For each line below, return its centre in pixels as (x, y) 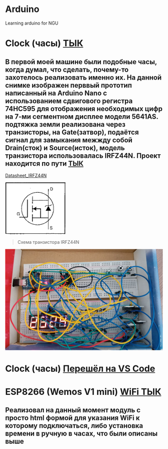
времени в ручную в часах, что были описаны (81, 434)
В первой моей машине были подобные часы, (81, 62)
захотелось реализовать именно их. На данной (83, 77)
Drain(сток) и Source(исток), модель (65, 148)
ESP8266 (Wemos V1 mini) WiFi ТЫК (83, 392)
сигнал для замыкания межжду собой (69, 140)
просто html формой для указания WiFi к (72, 418)
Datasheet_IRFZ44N (26, 175)
